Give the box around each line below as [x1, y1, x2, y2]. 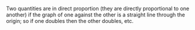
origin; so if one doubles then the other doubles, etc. [6, 18, 134, 24]
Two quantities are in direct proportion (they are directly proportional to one [6, 5, 190, 12]
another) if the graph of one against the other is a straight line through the [6, 11, 186, 18]
